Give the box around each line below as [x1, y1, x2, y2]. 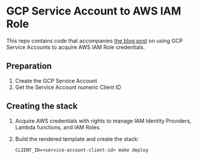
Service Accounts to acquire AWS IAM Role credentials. [6, 44, 145, 51]
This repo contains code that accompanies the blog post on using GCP [6, 37, 183, 44]
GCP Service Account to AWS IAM [6, 4, 182, 18]
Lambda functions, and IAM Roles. [15, 123, 101, 131]
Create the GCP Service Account [15, 77, 98, 84]
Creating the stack [6, 101, 78, 111]
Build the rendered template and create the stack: [15, 135, 139, 143]
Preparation [6, 61, 52, 71]
